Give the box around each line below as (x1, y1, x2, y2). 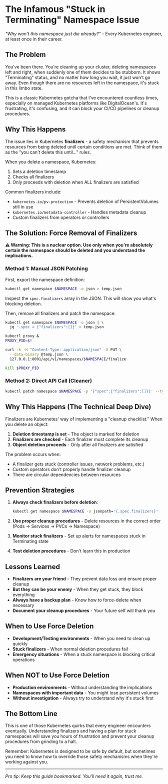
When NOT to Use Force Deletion (5, 671, 110, 679)
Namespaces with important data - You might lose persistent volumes (12, 689, 159, 695)
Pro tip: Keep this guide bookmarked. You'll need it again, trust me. (5, 773, 143, 779)
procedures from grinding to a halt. (5, 738, 77, 744)
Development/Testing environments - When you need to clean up (12, 635, 151, 641)
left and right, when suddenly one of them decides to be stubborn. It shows (5, 69, 161, 75)
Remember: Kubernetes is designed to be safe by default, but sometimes (5, 748, 156, 754)
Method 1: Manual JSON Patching (5, 265, 88, 272)
